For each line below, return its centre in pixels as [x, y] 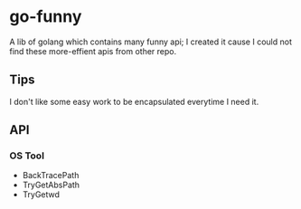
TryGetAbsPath [51, 185]
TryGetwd [41, 195]
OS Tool [27, 156]
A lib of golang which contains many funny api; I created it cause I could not [150, 42]
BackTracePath [51, 176]
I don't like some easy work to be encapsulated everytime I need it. [134, 101]
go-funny [46, 17]
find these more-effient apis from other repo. [93, 51]
